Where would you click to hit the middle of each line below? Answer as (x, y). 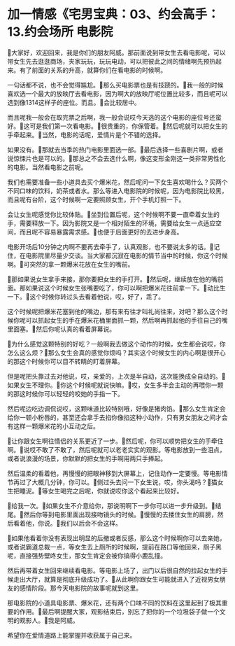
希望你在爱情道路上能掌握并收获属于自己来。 (72, 635)
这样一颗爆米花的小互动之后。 (56, 426)
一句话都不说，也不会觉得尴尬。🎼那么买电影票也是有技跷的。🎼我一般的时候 (115, 85)
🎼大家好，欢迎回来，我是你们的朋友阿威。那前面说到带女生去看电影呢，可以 (116, 52)
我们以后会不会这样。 (91, 523)
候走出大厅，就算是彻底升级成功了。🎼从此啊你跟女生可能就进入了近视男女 (114, 579)
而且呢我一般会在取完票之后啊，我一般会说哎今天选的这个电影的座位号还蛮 (114, 117)
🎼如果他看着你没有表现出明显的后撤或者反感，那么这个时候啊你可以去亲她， (116, 538)
